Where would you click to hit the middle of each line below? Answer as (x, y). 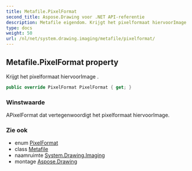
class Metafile (31, 149)
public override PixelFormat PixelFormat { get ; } (69, 87)
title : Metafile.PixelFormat (41, 11)
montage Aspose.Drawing (46, 162)
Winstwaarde (26, 102)
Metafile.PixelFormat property (62, 62)
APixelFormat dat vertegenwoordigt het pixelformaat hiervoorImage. (88, 115)
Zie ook (17, 130)
